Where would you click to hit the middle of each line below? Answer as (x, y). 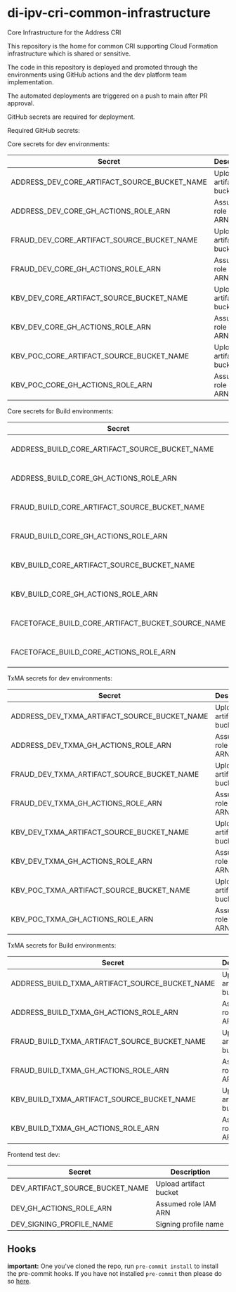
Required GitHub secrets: (44, 130)
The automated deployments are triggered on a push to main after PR (107, 96)
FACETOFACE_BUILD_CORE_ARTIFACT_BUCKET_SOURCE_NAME (118, 623)
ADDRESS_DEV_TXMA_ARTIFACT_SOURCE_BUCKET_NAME (110, 716)
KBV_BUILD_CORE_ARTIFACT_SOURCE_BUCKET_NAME (103, 565)
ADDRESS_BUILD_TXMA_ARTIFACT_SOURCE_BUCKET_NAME (113, 983)
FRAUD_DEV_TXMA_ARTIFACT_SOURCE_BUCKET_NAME (105, 774)
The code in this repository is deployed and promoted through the (103, 67)
